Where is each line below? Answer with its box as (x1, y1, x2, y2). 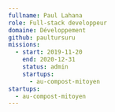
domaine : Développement (8, 26, 87, 34)
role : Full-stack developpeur (8, 19, 108, 27)
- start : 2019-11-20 (15, 48, 83, 56)
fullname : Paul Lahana (8, 11, 83, 20)
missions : (8, 41, 41, 49)
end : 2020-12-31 (22, 56, 76, 64)
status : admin (22, 63, 69, 71)
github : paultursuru (8, 33, 76, 42)
